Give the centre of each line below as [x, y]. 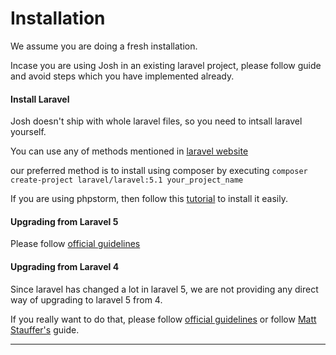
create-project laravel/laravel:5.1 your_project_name [127, 180]
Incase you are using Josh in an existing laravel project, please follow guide [166, 65]
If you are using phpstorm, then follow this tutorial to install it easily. [149, 199]
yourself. [28, 132]
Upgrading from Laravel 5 [64, 221]
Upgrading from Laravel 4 [65, 266]
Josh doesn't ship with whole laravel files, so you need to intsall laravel [156, 121]
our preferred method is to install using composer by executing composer [159, 171]
